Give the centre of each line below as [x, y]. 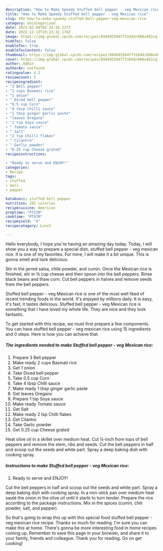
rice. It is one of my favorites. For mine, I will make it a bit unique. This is [77, 254]
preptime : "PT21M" [24, 212]
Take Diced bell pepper [36, 373]
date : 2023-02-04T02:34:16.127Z [38, 28]
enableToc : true [22, 46]
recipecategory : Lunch [28, 226]
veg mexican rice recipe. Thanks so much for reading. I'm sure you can [76, 522]
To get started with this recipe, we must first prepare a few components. [77, 324]
